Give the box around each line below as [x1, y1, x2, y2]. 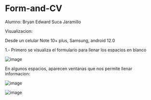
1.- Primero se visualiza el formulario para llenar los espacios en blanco [5, 47, 147, 53]
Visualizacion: [5, 28, 33, 34]
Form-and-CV [5, 3, 63, 14]
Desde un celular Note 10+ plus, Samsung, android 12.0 [5, 37, 115, 43]
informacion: [5, 71, 30, 76]
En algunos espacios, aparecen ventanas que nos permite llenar [5, 66, 133, 71]
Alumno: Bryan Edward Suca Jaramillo [5, 19, 81, 25]
